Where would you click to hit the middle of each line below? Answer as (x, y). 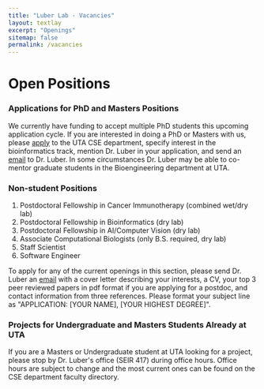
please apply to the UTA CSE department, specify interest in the (112, 142)
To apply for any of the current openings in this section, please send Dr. (125, 271)
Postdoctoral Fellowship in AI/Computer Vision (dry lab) (110, 230)
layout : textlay (35, 23)
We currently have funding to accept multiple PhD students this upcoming (128, 125)
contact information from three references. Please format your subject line (129, 296)
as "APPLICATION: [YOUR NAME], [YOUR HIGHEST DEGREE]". (109, 304)
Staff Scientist (42, 247)
